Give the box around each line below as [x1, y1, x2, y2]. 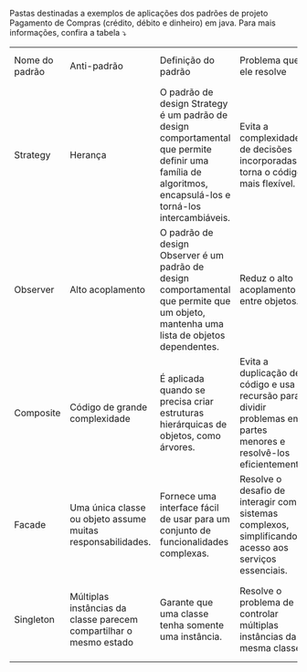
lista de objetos [159, 329, 226, 341]
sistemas [238, 507, 279, 520]
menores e [238, 436, 286, 447]
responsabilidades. [69, 536, 152, 548]
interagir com [238, 496, 297, 508]
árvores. [159, 441, 196, 453]
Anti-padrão [69, 59, 123, 72]
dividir [238, 401, 267, 414]
